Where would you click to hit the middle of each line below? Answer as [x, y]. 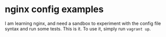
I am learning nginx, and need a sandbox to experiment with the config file [83, 23]
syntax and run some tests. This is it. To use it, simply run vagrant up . [78, 28]
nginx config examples [54, 9]
